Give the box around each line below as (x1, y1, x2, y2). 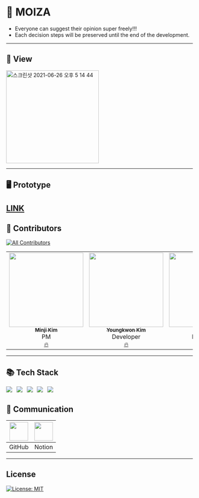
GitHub (9, 443, 29, 451)
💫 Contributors (6, 223, 62, 234)
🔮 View (6, 54, 33, 64)
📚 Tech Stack (6, 367, 59, 377)
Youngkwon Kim (106, 327, 146, 333)
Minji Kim (34, 327, 58, 333)
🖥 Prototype (6, 180, 52, 190)
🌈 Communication (6, 404, 74, 414)
